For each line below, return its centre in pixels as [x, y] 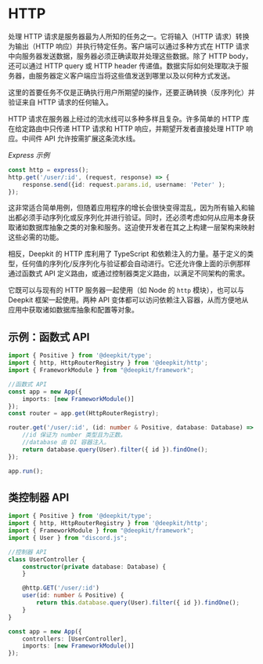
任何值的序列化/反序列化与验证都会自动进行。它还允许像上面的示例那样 [136, 264]
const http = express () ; [49, 170]
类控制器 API [39, 497]
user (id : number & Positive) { [73, 596]
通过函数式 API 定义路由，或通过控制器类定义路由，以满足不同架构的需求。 [129, 274]
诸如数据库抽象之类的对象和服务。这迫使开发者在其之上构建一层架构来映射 [135, 228]
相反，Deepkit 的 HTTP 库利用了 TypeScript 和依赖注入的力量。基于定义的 [128, 254]
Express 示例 [29, 155]
